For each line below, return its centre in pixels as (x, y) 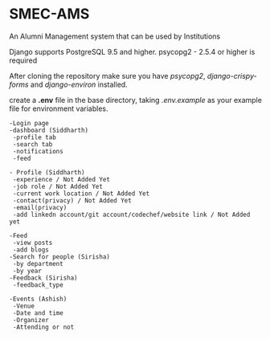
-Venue (24, 306)
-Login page (29, 123)
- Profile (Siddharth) (47, 172)
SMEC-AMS (49, 14)
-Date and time (38, 313)
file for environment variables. (59, 108)
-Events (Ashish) (38, 299)
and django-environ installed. (79, 84)
